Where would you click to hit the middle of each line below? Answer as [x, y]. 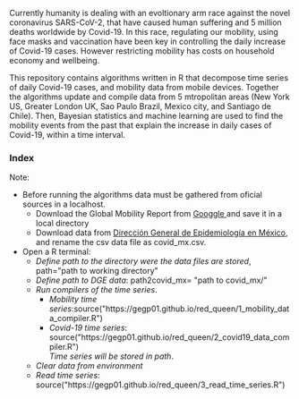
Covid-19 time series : [88, 328]
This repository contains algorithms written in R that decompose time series [149, 78]
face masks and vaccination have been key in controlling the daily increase [148, 41]
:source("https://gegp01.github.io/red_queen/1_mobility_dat [180, 309]
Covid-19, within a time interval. [67, 135]
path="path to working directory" [97, 271]
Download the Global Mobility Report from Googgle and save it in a [158, 214]
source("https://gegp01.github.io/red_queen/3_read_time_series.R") [160, 385]
